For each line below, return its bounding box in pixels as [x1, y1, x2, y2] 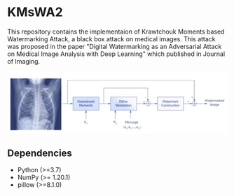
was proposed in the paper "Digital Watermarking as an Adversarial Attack [7, 42, 222, 50]
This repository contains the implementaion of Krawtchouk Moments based [7, 27, 225, 36]
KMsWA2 [7, 4, 63, 20]
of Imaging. [7, 57, 41, 65]
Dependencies [7, 148, 72, 160]
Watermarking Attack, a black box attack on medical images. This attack [7, 34, 216, 43]
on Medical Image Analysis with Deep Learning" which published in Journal [7, 50, 226, 58]
